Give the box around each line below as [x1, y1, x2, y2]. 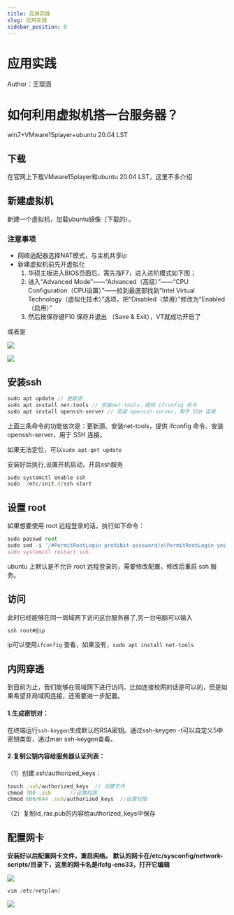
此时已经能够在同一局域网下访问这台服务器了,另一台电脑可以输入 [7, 613, 193, 621]
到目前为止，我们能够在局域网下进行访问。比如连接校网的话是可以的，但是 [7, 683, 221, 691]
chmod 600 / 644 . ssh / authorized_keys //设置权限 [7, 795, 147, 803]
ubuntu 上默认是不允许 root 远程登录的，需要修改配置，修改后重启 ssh [7, 562, 210, 570]
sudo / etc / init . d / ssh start [7, 481, 92, 488]
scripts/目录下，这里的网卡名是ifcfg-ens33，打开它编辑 [7, 860, 170, 869]
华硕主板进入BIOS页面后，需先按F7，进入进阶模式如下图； [27, 269, 197, 277]
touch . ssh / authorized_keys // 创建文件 [7, 783, 126, 790]
